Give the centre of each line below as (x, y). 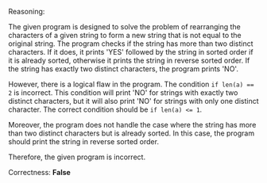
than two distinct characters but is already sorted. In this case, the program (132, 133)
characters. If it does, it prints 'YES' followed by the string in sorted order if (131, 52)
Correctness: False (40, 172)
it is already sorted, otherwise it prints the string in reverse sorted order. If (129, 60)
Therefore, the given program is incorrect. (77, 157)
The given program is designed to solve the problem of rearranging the (124, 27)
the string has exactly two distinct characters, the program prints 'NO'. (123, 69)
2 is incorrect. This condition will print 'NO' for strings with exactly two (123, 93)
